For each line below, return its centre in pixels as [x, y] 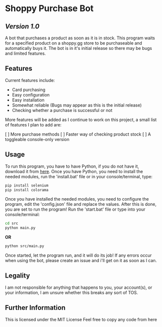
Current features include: [30, 80]
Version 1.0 [22, 26]
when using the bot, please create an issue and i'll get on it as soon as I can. [81, 260]
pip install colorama [27, 190]
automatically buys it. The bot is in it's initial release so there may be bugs [79, 48]
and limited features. [25, 53]
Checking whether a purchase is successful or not [62, 110]
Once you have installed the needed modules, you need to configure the [77, 199]
